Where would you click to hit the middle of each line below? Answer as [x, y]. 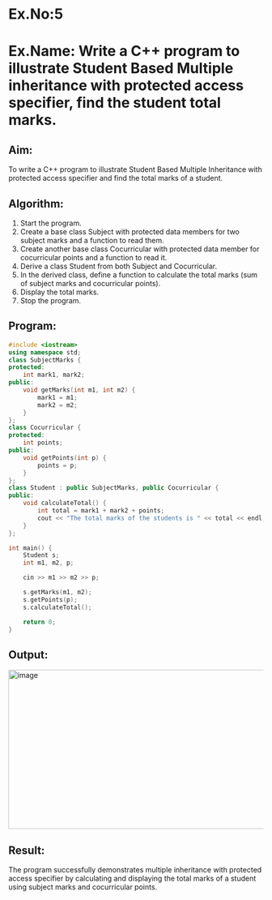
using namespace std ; [45, 352]
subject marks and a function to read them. [92, 240]
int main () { [30, 548]
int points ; [43, 443]
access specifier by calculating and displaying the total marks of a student [132, 879]
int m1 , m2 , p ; [49, 563]
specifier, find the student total [115, 103]
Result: [27, 850]
